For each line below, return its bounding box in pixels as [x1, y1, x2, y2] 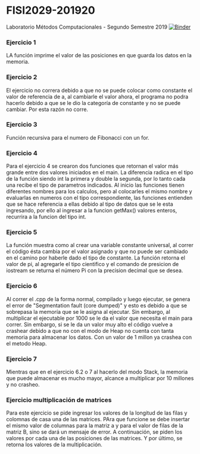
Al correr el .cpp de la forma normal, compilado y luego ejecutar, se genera [6, 295, 190, 302]
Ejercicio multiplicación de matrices [6, 396, 112, 404]
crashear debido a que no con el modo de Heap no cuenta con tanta [6, 327, 174, 334]
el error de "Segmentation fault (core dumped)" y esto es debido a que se [6, 302, 187, 309]
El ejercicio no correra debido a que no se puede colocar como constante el [6, 87, 192, 94]
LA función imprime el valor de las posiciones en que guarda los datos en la [6, 52, 192, 59]
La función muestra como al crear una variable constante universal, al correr [6, 242, 193, 249]
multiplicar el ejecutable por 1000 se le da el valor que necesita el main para [6, 314, 193, 322]
